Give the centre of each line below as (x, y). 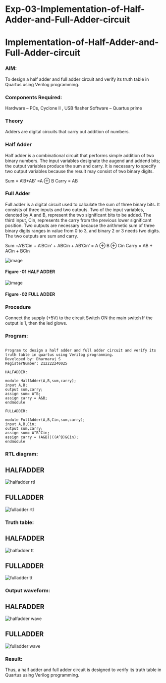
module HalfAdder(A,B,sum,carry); (41, 381)
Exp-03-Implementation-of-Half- (75, 9)
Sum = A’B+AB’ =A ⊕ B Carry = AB (42, 181)
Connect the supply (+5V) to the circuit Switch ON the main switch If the (79, 318)
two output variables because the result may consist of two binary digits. (80, 171)
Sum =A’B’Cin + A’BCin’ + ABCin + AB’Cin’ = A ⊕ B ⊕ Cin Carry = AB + (79, 245)
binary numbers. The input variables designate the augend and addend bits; (83, 161)
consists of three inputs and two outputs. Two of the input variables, (75, 210)
